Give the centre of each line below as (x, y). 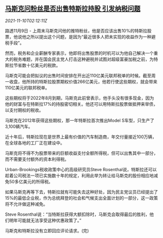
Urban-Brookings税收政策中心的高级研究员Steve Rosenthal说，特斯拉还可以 (81, 169)
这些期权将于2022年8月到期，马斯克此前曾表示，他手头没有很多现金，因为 (80, 98)
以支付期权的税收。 (24, 110)
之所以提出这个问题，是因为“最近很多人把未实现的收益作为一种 (89, 37)
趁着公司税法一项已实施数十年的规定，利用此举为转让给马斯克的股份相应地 (79, 175)
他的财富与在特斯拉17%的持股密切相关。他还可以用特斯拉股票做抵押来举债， (81, 104)
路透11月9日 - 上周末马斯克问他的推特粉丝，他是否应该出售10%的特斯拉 (76, 31)
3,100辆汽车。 (19, 126)
